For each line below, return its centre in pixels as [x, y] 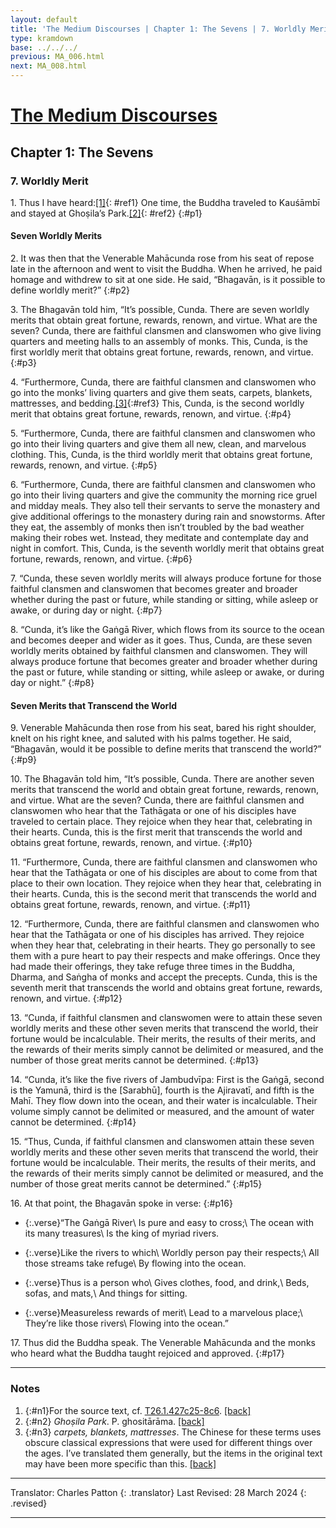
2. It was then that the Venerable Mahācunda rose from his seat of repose [162, 258]
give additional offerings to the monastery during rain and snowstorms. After [168, 517]
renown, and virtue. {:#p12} [66, 998]
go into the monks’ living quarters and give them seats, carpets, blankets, [161, 393]
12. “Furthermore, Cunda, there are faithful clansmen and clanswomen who [165, 924]
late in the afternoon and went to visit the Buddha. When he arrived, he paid [166, 269]
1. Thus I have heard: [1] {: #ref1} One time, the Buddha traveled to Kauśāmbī [165, 202]
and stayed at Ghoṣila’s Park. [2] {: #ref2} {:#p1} [106, 213]
